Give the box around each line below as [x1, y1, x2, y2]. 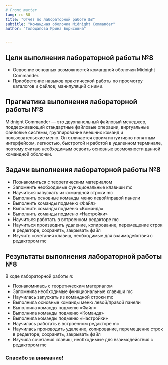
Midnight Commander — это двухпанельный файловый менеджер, [5, 119, 147, 125]
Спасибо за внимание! [5, 354, 64, 361]
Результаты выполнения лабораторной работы [5, 252, 162, 261]
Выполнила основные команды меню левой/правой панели [12, 299, 141, 305]
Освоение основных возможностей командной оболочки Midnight [12, 66, 155, 73]
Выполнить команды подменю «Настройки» [12, 211, 108, 217]
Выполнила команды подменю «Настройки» [12, 315, 109, 321]
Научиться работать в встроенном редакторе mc [12, 216, 119, 222]
